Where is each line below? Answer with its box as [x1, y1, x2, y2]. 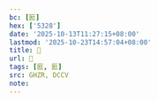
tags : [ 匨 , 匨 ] [9, 63, 63, 72]
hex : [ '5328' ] [9, 21, 62, 30]
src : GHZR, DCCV [9, 71, 69, 80]
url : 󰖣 [9, 54, 34, 63]
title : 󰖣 [9, 46, 41, 55]
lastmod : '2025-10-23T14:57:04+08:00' [9, 37, 152, 47]
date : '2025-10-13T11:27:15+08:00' [9, 29, 140, 38]
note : [9, 79, 29, 88]
